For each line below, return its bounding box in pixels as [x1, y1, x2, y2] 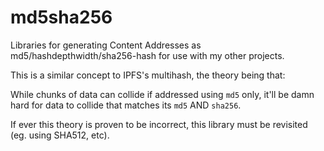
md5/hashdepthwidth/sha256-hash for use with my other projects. [10, 49, 285, 61]
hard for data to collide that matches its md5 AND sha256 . [10, 99, 242, 111]
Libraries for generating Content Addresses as [10, 39, 202, 51]
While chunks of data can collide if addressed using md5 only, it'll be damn [10, 88, 315, 100]
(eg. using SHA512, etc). [10, 129, 110, 141]
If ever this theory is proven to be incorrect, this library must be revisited [10, 118, 308, 130]
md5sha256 [10, 6, 113, 29]
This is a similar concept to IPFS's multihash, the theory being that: [10, 69, 286, 81]
